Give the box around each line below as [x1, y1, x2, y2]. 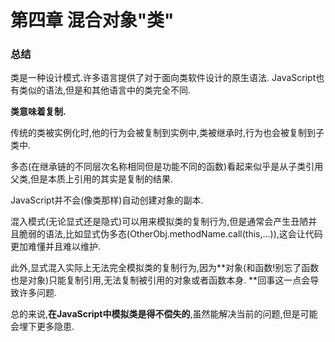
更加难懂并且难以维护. [10, 241, 102, 253]
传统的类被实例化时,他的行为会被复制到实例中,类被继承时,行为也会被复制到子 [10, 127, 325, 139]
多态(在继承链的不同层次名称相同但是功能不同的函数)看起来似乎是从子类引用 [10, 161, 324, 173]
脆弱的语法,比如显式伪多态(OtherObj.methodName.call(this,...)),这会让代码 [18, 228, 323, 240]
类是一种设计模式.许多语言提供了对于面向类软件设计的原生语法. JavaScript [10, 72, 317, 84]
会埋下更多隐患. [10, 321, 75, 333]
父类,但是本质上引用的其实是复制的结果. [10, 173, 174, 185]
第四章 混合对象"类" [10, 9, 175, 32]
